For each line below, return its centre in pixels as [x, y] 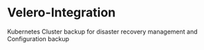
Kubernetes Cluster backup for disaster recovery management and [103, 32]
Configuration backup [38, 38]
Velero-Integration [62, 13]
